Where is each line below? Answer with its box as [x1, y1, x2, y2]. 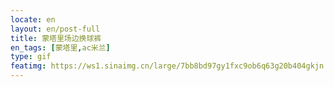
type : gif [10, 52, 52, 62]
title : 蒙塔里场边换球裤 [10, 33, 102, 43]
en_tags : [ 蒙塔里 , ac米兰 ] [10, 42, 111, 53]
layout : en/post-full [10, 24, 101, 34]
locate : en [10, 14, 56, 25]
